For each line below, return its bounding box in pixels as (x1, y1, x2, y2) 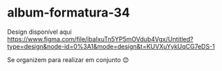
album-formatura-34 (7, 5, 130, 21)
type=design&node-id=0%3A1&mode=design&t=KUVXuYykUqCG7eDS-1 (7, 42, 216, 50)
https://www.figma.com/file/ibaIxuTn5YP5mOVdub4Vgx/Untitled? (7, 34, 194, 43)
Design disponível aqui (7, 28, 73, 36)
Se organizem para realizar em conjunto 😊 (7, 55, 129, 63)
